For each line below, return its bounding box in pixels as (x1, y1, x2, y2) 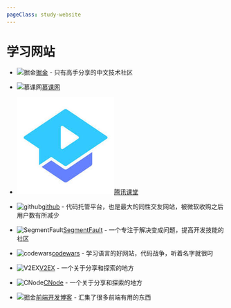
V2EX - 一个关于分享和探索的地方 (39, 263, 134, 272)
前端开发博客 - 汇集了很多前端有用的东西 (35, 293, 151, 301)
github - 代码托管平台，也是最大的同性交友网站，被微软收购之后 (41, 202, 224, 211)
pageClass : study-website (6, 11, 81, 18)
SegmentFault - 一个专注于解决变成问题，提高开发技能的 (63, 225, 224, 234)
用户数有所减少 (16, 211, 59, 219)
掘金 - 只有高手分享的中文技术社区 (35, 68, 133, 76)
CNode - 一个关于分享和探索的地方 (43, 278, 142, 287)
